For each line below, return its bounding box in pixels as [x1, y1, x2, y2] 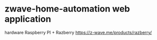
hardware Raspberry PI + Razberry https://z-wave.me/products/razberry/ [4, 29, 152, 35]
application [4, 13, 52, 25]
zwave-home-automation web [4, 3, 130, 14]
